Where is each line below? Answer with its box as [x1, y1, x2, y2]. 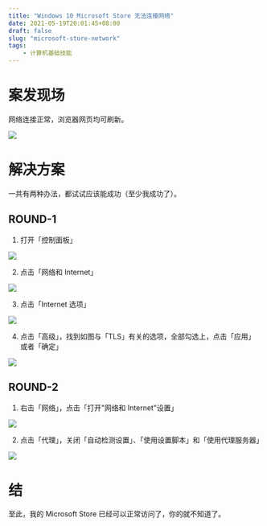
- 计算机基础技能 [23, 49, 72, 57]
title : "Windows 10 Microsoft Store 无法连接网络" [8, 11, 175, 20]
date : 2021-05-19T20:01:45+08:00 [8, 19, 121, 27]
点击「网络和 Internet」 [19, 267, 98, 277]
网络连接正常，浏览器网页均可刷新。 [8, 114, 129, 124]
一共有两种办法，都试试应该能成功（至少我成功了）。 [8, 188, 181, 198]
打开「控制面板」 [19, 235, 77, 245]
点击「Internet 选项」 [19, 299, 91, 309]
